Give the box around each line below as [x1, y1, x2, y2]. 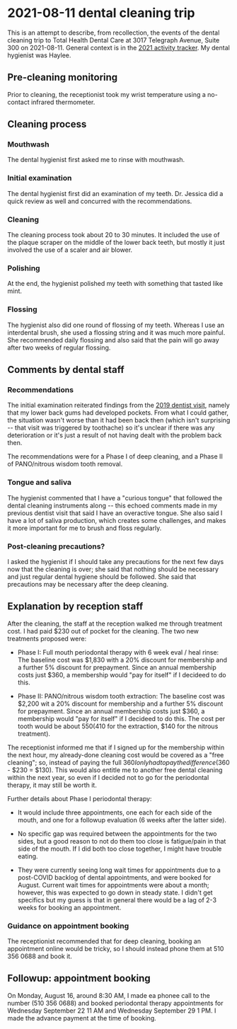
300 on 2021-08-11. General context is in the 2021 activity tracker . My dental [7, 43, 230, 52]
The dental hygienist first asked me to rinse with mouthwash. [7, 156, 185, 164]
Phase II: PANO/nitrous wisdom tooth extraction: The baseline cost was [17, 691, 225, 700]
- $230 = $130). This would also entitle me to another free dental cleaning [7, 766, 223, 774]
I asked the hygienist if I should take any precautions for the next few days [7, 557, 224, 565]
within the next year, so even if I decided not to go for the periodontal [7, 773, 209, 781]
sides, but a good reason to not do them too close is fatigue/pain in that [17, 837, 226, 845]
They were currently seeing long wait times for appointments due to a [17, 866, 221, 874]
